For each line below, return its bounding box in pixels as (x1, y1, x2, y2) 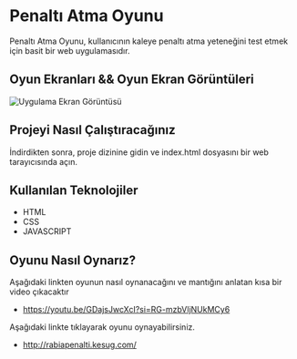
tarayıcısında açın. (9, 156, 78, 167)
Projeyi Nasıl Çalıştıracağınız (9, 122, 176, 138)
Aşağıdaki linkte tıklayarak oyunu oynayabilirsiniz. (9, 322, 196, 333)
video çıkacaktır (9, 286, 70, 297)
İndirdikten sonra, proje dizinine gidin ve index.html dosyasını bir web (9, 147, 269, 158)
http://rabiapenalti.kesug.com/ (22, 339, 137, 351)
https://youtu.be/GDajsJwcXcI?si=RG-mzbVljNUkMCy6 (22, 304, 230, 315)
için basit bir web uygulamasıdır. (9, 45, 130, 56)
